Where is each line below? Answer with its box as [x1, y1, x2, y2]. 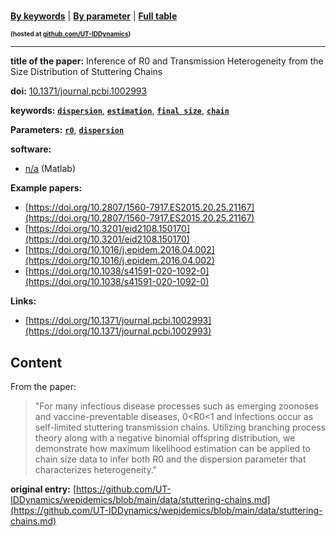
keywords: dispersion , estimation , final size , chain [10, 105, 230, 117]
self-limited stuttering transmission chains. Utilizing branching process [34, 421, 326, 433]
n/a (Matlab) [24, 163, 77, 175]
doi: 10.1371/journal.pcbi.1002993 [10, 85, 148, 97]
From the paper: [10, 381, 77, 392]
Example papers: [10, 182, 83, 194]
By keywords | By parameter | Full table [10, 10, 178, 22]
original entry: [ [10, 483, 77, 495]
